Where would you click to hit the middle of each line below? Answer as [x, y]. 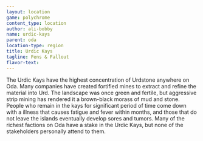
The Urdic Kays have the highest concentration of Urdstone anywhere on [98, 80]
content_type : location [36, 23]
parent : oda [21, 40]
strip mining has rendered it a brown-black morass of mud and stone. [93, 99]
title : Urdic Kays [29, 51]
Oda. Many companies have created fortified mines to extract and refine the [101, 86]
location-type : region [35, 46]
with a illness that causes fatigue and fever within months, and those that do [102, 112]
